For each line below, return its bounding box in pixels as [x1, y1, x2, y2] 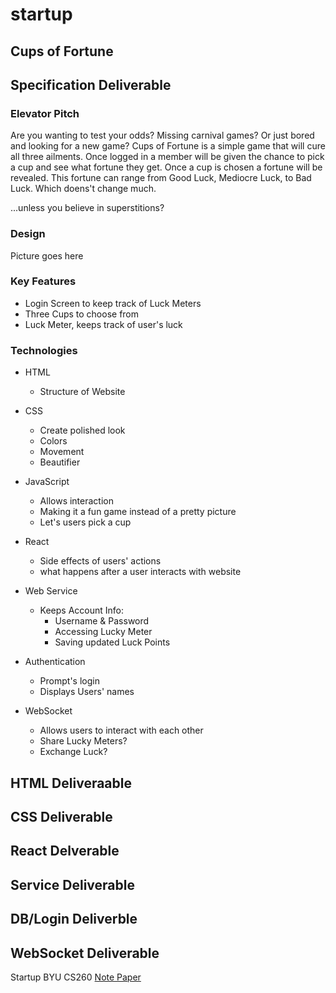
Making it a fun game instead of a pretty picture [39, 506, 237, 518]
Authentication [24, 656, 86, 668]
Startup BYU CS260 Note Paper [10, 971, 142, 983]
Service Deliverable [10, 876, 135, 893]
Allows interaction [39, 495, 114, 507]
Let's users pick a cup [39, 516, 132, 528]
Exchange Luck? [39, 746, 108, 758]
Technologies [10, 343, 78, 357]
